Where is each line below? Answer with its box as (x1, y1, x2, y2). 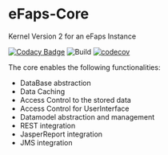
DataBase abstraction (19, 78, 91, 88)
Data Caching (19, 86, 66, 96)
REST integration (19, 120, 76, 130)
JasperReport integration (19, 129, 102, 139)
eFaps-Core (8, 5, 90, 23)
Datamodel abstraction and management (19, 112, 155, 121)
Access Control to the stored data (19, 95, 132, 104)
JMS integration (19, 137, 73, 147)
